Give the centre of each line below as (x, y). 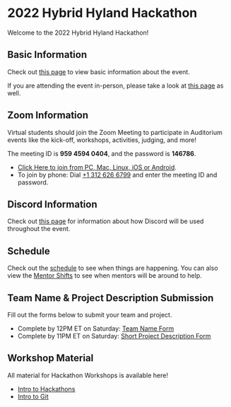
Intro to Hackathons (46, 389)
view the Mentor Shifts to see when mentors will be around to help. (105, 276)
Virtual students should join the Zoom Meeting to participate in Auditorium (115, 132)
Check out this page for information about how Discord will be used (106, 221)
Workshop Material (51, 358)
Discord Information (52, 204)
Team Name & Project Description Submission (111, 298)
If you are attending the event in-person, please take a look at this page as (115, 85)
